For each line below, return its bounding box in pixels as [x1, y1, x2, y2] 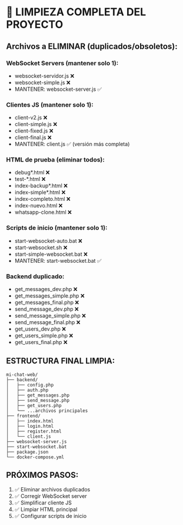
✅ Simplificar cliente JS [14, 499, 72, 506]
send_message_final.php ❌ [14, 319, 81, 326]
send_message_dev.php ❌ [14, 306, 79, 313]
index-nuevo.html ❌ [14, 202, 63, 209]
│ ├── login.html [6, 423, 54, 429]
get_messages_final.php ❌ [14, 299, 79, 306]
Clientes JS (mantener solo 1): [6, 100, 94, 108]
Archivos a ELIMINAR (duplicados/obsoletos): [6, 41, 178, 51]
